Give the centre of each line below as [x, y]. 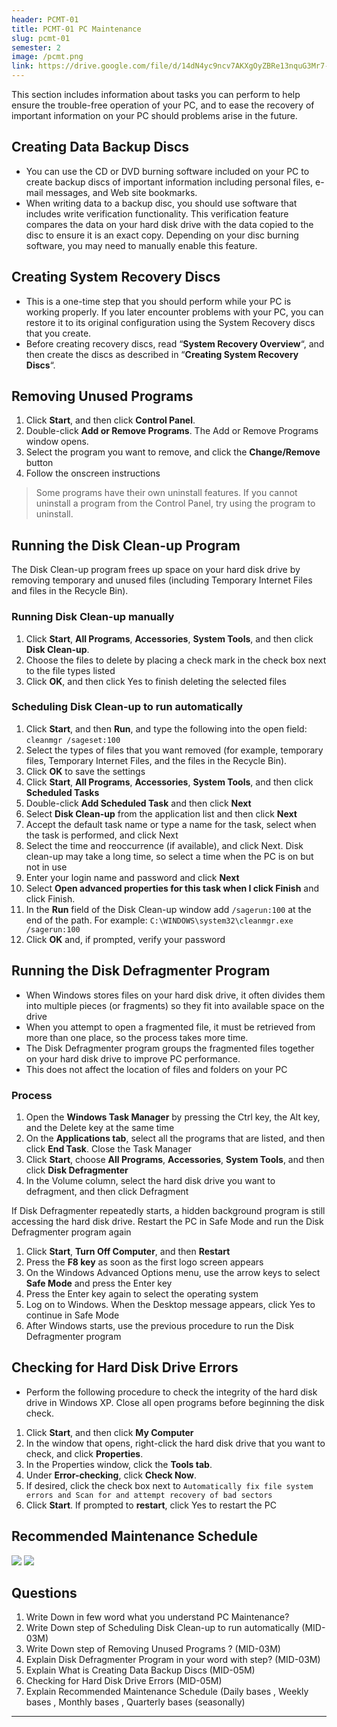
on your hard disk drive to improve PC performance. [133, 1058]
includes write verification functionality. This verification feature [157, 213]
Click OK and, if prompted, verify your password [125, 939]
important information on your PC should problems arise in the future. [154, 115]
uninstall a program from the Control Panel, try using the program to [175, 503]
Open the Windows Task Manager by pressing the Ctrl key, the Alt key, [173, 1117]
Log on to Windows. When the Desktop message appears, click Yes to [170, 1304]
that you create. [58, 333]
